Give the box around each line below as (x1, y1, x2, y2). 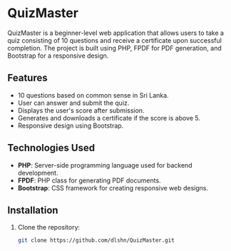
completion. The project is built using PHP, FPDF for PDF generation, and (7, 43, 222, 52)
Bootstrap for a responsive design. (7, 51, 109, 60)
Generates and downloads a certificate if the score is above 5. (17, 113, 201, 122)
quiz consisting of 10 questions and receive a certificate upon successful (7, 36, 222, 44)
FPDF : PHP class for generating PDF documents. (17, 176, 162, 185)
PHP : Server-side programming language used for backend (17, 160, 192, 169)
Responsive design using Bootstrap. (17, 121, 124, 130)
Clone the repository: (17, 223, 81, 232)
